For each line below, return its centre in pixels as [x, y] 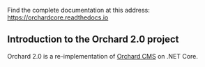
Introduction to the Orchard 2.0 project [93, 39]
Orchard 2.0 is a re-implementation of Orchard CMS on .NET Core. [103, 56]
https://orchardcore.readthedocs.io [58, 17]
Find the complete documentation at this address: [78, 10]
